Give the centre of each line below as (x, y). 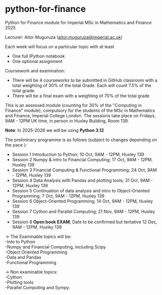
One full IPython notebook (38, 56)
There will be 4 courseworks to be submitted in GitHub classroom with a (85, 80)
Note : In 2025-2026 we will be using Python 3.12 (54, 130)
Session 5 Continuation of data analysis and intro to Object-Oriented (81, 190)
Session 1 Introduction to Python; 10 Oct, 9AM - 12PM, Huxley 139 (78, 154)
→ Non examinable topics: (31, 272)
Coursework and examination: (35, 71)
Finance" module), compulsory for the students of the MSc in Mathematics (80, 110)
